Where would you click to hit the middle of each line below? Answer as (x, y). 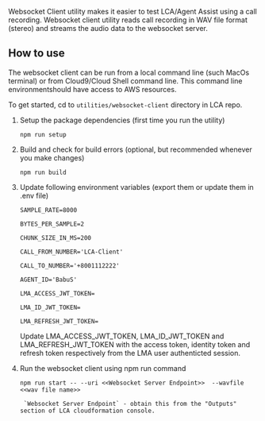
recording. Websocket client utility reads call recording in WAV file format (128, 20)
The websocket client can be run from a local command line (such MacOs (129, 72)
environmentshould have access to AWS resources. (92, 89)
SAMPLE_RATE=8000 (48, 210)
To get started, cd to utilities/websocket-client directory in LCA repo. (125, 104)
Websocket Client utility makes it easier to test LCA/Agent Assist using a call (133, 12)
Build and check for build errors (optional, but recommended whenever (136, 149)
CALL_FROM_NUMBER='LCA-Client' (71, 252)
